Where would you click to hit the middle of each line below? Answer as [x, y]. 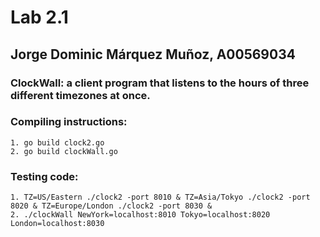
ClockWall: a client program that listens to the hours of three [160, 83]
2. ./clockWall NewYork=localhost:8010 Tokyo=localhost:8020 [140, 215]
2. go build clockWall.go [64, 151]
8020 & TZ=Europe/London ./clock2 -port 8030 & [111, 206]
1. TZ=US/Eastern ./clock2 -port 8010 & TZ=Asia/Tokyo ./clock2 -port [160, 197]
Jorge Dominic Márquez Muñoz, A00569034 [153, 54]
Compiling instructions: [69, 122]
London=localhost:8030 [57, 224]
